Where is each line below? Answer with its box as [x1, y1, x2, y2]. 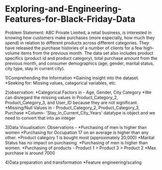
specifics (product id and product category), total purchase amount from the [5, 55, 158, 61]
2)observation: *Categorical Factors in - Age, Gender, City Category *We [5, 89, 151, 95]
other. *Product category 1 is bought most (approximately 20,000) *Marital [5, 134, 155, 141]
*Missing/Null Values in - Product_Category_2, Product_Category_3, [5, 105, 140, 111]
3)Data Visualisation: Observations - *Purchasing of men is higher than [5, 124, 147, 130]
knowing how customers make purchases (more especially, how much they [5, 35, 155, 41]
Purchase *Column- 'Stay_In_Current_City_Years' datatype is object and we [5, 110, 156, 115]
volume [5, 50, 20, 56]
